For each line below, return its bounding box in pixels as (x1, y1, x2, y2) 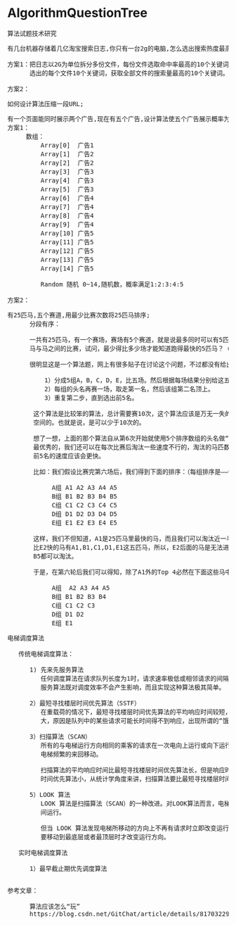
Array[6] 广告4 (40, 194, 94, 202)
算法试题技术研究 (7, 29, 57, 37)
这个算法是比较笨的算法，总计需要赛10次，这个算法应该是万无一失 (33, 410, 225, 417)
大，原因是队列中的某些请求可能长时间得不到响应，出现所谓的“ (40, 717, 223, 724)
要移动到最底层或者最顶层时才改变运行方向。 (40, 833, 170, 841)
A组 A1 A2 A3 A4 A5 (51, 484, 118, 491)
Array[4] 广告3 (40, 176, 94, 184)
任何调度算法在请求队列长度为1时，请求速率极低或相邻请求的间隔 (40, 674, 230, 682)
